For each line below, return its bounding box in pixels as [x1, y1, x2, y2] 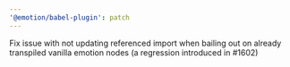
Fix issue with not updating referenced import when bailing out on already [9, 38, 282, 48]
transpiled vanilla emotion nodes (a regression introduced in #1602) [9, 46, 259, 58]
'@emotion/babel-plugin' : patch [9, 13, 130, 22]
